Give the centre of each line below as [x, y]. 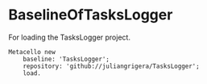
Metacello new [32, 52]
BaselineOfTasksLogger [91, 15]
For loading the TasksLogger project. [70, 37]
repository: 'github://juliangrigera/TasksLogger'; [111, 66]
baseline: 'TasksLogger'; [66, 59]
